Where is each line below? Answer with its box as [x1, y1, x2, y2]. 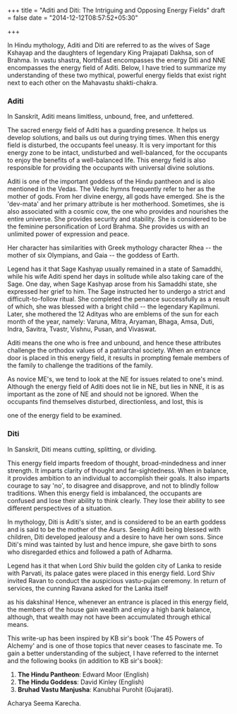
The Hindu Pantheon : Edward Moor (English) [17, 670, 150, 679]
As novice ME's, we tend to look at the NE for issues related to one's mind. [7, 375, 224, 384]
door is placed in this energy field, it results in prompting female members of [7, 354, 230, 362]
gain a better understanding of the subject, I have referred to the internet [7, 649, 219, 657]
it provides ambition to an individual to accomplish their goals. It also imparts [7, 473, 230, 482]
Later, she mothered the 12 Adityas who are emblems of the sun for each [7, 310, 219, 318]
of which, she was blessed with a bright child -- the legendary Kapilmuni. [7, 302, 220, 311]
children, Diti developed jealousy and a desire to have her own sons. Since [7, 532, 224, 541]
